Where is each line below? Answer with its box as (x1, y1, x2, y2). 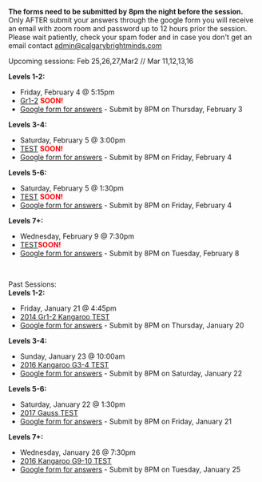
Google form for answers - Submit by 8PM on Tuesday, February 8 (19, 248, 240, 258)
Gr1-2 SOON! (19, 96, 64, 105)
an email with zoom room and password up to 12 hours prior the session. (8, 24, 248, 33)
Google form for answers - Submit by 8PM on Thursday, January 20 (19, 320, 244, 330)
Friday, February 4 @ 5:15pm (19, 87, 115, 97)
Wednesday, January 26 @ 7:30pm (19, 448, 136, 457)
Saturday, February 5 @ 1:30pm (19, 183, 124, 193)
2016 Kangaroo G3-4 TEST (19, 360, 109, 369)
